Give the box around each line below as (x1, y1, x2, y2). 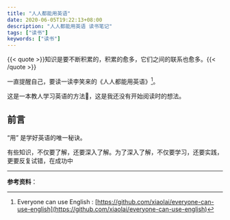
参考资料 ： (7, 178, 38, 186)
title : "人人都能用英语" (7, 10, 71, 17)
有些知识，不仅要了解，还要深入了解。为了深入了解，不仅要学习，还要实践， (7, 148, 223, 156)
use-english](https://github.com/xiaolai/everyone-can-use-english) (16, 205, 207, 213)
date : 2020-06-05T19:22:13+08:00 (7, 16, 103, 23)
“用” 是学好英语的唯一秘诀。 (7, 133, 87, 141)
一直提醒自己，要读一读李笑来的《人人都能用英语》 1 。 (7, 76, 159, 86)
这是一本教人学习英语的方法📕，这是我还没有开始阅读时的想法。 (7, 92, 186, 100)
